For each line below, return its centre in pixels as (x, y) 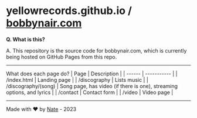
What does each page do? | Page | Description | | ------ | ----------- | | (92, 74)
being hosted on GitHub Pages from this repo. (62, 57)
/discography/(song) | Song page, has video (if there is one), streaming (92, 86)
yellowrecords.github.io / (69, 11)
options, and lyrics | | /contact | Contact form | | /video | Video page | (90, 92)
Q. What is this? (26, 39)
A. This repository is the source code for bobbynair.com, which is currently (96, 50)
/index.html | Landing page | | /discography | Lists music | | (77, 79)
